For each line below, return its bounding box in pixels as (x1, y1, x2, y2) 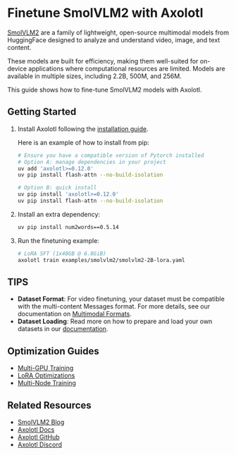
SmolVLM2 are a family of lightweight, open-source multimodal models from (7, 28, 229, 37)
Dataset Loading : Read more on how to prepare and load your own (17, 317, 213, 325)
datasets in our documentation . (17, 325, 108, 333)
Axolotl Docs (17, 425, 55, 434)
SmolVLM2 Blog (17, 418, 65, 426)
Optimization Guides (7, 345, 100, 357)
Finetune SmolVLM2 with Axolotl (7, 5, 204, 21)
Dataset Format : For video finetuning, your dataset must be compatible (17, 294, 225, 304)
